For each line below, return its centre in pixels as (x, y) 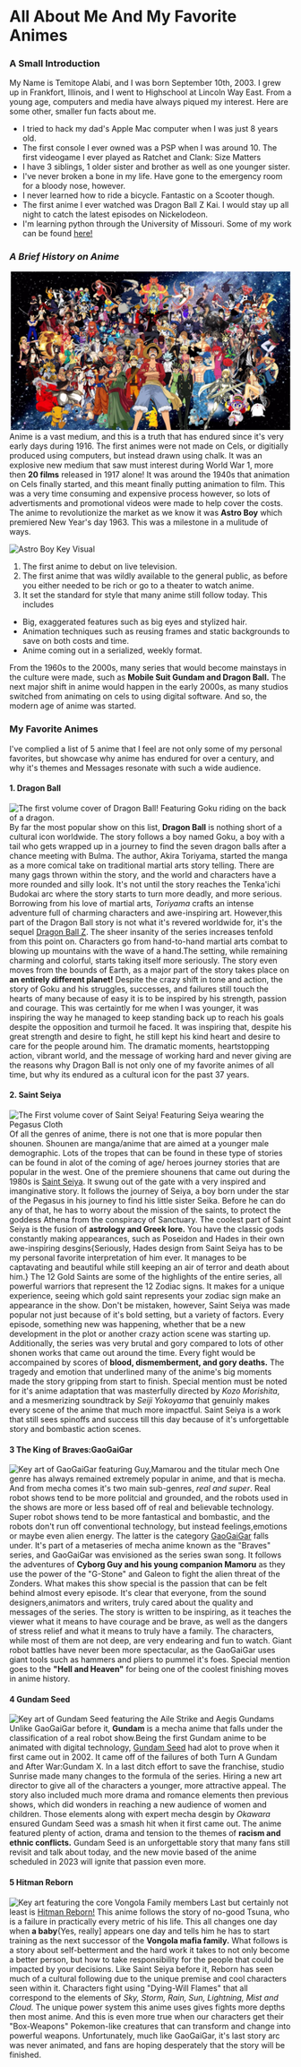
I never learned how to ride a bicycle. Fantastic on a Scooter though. (148, 195)
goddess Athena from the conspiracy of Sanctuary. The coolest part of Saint (150, 1219)
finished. (26, 2054)
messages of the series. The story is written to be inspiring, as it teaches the (150, 1612)
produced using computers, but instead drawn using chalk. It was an (136, 456)
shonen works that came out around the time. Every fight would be (133, 1352)
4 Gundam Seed (40, 1699)
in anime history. (40, 1679)
